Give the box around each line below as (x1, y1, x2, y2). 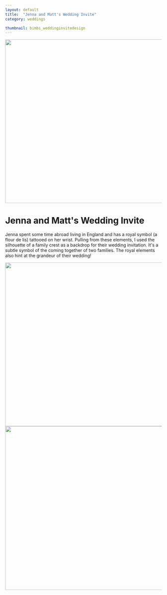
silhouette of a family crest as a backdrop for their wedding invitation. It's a (5, 242, 159, 248)
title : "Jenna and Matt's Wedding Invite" (5, 12, 97, 17)
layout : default (5, 7, 39, 12)
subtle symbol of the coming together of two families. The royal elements (5, 247, 155, 253)
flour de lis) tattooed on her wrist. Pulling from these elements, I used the (5, 237, 155, 243)
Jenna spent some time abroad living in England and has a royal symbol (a (5, 232, 158, 238)
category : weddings (5, 16, 46, 21)
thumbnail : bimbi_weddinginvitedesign (5, 25, 85, 30)
